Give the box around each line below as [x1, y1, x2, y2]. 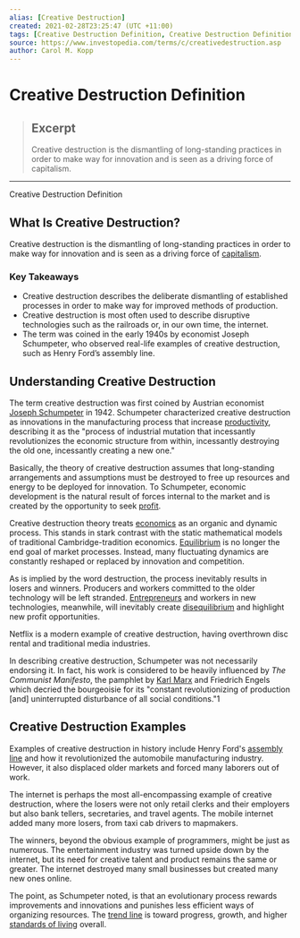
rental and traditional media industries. [9, 638, 151, 649]
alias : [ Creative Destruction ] [9, 13, 126, 22]
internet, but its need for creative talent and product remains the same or [9, 854, 278, 865]
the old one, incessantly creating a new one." [9, 445, 176, 456]
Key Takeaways [9, 270, 79, 283]
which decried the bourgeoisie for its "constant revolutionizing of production [9, 684, 290, 695]
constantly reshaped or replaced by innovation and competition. [9, 556, 246, 567]
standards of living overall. [9, 918, 107, 929]
